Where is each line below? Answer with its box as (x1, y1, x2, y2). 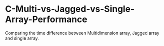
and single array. (5, 35, 39, 41)
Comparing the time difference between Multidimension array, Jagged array (5, 30, 160, 36)
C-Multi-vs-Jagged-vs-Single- (5, 3, 134, 15)
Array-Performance (5, 14, 88, 25)
